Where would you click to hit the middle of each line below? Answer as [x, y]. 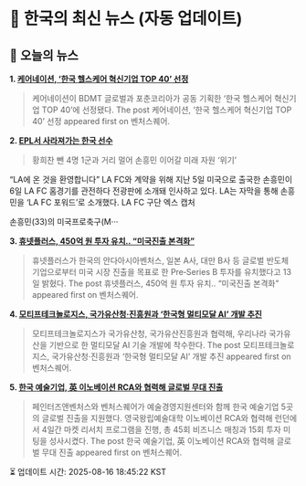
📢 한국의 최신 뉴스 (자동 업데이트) [126, 19]
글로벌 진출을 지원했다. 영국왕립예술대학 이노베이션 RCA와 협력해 [157, 418]
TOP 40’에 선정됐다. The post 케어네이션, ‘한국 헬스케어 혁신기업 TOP [167, 110]
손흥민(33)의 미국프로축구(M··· [64, 222]
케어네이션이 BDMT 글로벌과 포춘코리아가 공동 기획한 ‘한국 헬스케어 [152, 98]
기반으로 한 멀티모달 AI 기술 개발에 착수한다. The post [145, 345]
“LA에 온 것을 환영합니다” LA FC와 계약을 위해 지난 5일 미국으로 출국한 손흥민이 [151, 180]
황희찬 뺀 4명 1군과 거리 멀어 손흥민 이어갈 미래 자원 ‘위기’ [134, 160]
